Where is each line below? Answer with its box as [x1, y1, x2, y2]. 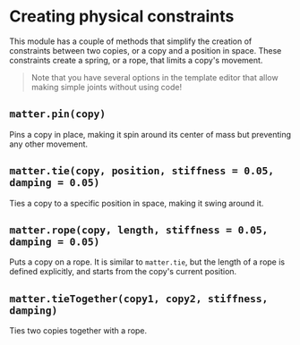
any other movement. [9, 139, 88, 149]
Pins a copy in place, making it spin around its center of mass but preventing [9, 129, 292, 139]
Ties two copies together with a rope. [9, 325, 148, 336]
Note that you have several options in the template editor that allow [30, 72, 279, 82]
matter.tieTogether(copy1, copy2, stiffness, [9, 292, 269, 305]
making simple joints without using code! [30, 81, 183, 92]
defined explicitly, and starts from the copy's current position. [9, 266, 237, 277]
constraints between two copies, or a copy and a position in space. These [9, 45, 282, 55]
